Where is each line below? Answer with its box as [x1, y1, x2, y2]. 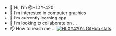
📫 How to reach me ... [9, 26, 56, 31]
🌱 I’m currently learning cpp [9, 15, 67, 20]
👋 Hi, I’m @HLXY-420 [9, 5, 54, 10]
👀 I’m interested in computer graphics [9, 10, 86, 16]
